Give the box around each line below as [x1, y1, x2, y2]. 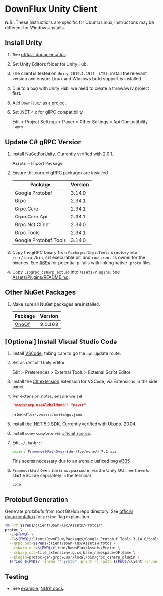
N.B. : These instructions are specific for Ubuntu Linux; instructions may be [5, 19, 154, 25]
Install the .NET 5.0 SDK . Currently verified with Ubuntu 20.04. [12, 421, 137, 427]
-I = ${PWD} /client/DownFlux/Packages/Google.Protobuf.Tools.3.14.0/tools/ [9, 537, 162, 542]
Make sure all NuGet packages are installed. [12, 301, 100, 307]
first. [12, 90, 22, 96]
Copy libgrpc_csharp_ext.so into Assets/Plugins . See [12, 269, 120, 275]
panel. [12, 384, 25, 390]
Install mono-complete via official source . [12, 431, 92, 436]
